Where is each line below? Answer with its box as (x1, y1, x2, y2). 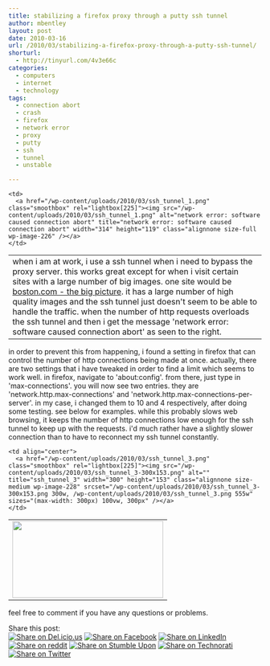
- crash (15, 109, 42, 117)
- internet (15, 79, 52, 87)
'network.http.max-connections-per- (131, 390, 253, 399)
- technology (15, 86, 59, 95)
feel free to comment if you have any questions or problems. (8, 608, 209, 618)
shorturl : (8, 49, 42, 57)
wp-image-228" (33, 483, 81, 491)
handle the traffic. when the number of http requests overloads (12, 306, 250, 317)
